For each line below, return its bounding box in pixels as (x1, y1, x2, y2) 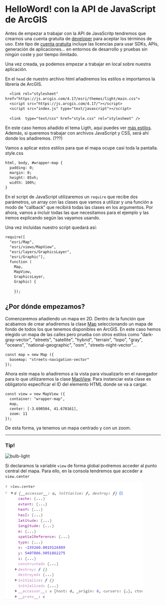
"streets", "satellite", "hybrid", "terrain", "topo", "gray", (33, 337, 143, 343)
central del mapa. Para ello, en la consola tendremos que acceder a (5, 468, 142, 474)
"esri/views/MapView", (9, 244, 56, 250)
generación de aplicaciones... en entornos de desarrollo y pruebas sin (5, 46, 148, 52)
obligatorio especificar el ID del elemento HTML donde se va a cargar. (5, 381, 148, 387)
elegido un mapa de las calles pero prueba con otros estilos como (5, 331, 140, 337)
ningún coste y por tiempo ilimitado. (5, 51, 78, 57)
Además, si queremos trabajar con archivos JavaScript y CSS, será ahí (5, 130, 149, 136)
